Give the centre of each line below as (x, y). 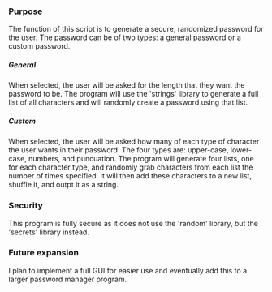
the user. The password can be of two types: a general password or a (125, 37)
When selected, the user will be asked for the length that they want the (127, 85)
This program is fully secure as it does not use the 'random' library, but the (133, 223)
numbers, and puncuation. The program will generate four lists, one (141, 159)
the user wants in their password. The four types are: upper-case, (119, 150)
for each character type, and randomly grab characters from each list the (131, 167)
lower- (241, 150)
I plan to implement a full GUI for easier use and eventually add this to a (128, 270)
